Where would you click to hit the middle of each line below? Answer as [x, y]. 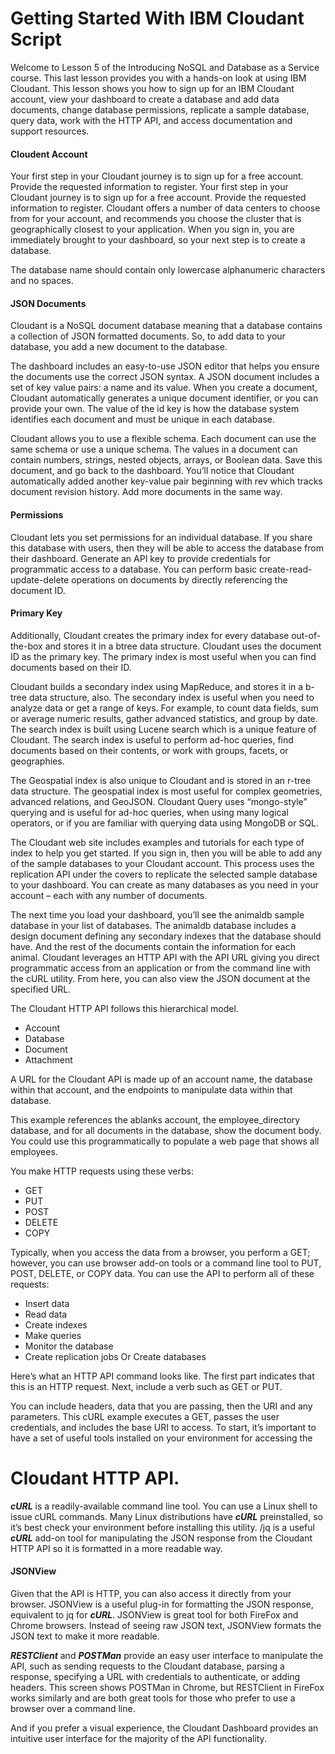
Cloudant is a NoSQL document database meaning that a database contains [166, 326]
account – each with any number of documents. [109, 895]
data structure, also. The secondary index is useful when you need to [171, 697]
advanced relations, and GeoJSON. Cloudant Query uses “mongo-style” [159, 801]
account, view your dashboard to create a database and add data [145, 99]
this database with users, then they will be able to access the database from [167, 548]
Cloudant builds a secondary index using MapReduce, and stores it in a [157, 686]
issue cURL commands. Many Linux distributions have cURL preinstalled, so [166, 1516]
